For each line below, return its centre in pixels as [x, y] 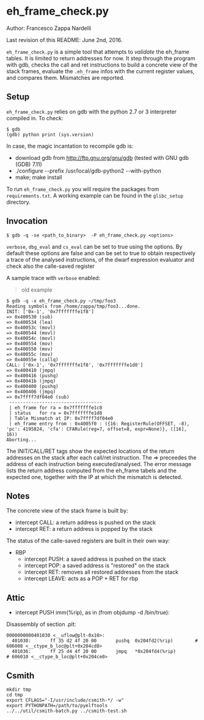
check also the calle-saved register [51, 266]
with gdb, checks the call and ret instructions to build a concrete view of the [102, 65]
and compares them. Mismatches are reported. [66, 77]
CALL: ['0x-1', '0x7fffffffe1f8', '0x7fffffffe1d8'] [75, 365]
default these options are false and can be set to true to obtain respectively [101, 253]
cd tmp [15, 695]
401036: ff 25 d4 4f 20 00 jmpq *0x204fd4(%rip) [94, 652]
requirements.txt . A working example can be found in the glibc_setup [95, 195]
